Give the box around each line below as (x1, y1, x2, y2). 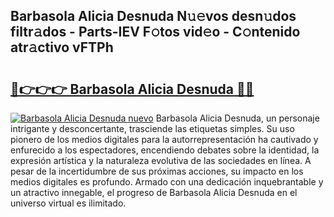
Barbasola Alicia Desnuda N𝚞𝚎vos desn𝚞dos (10, 8, 297, 25)
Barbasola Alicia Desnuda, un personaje (155, 112, 320, 124)
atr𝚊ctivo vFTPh (10, 39, 114, 56)
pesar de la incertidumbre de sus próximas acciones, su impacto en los (10, 165, 304, 177)
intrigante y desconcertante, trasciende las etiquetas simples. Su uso (10, 123, 295, 134)
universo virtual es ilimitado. (10, 197, 127, 209)
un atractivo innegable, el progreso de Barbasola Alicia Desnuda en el (10, 187, 298, 198)
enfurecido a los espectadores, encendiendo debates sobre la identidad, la (10, 144, 320, 156)
